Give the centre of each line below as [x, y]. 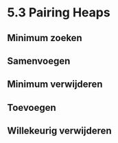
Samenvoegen [39, 61]
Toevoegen [32, 107]
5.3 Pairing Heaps [59, 13]
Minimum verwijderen [55, 84]
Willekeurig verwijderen [59, 131]
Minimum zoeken [45, 38]
